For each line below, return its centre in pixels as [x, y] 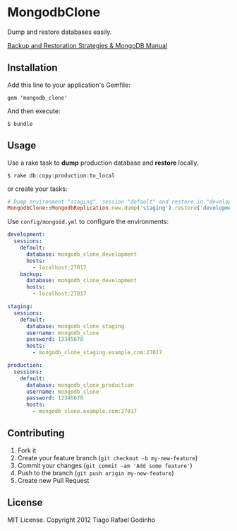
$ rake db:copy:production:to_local [61, 175]
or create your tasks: [37, 189]
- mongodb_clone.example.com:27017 [85, 412]
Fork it [27, 450]
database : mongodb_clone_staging [75, 326]
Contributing [36, 433]
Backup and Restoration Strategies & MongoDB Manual [87, 45]
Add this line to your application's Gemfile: [69, 85]
